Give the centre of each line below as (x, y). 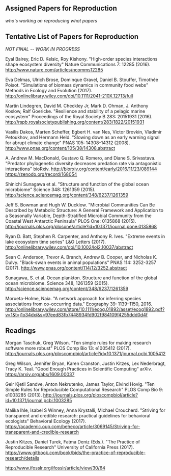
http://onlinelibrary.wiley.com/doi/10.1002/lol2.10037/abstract (69, 247)
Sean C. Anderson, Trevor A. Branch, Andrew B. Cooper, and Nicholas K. (81, 257)
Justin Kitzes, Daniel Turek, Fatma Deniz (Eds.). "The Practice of (73, 442)
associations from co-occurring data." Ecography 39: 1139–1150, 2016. (79, 304)
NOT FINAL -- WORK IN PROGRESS (43, 49)
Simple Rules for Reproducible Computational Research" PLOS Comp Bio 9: (84, 390)
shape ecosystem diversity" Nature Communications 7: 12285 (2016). (78, 64)
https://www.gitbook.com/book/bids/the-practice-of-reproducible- (76, 453)
